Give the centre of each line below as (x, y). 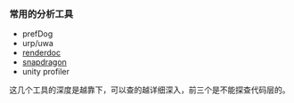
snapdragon (44, 62)
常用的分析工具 (41, 13)
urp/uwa (37, 44)
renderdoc (41, 53)
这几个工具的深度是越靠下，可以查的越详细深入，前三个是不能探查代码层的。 (150, 90)
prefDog (37, 34)
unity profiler (45, 72)
